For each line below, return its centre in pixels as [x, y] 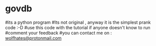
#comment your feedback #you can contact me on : [59, 33]
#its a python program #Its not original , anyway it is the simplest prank [78, 22]
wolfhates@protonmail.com [33, 38]
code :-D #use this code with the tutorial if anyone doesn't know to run [78, 27]
